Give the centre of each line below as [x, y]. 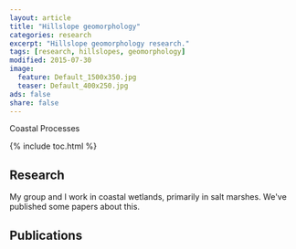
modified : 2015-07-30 [51, 60]
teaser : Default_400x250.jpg [73, 86]
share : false [34, 103]
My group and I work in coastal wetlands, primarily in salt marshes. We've [148, 197]
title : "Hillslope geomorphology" [75, 26]
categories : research [51, 35]
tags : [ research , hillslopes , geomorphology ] [97, 52]
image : [22, 69]
